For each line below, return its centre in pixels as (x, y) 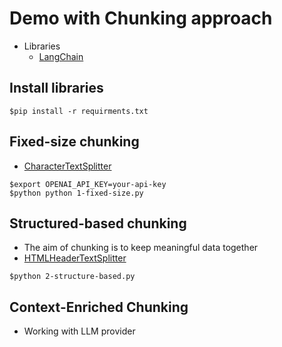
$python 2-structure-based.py (72, 277)
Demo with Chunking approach (141, 18)
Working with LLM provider (79, 331)
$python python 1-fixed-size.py (76, 193)
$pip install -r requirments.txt (79, 111)
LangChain (61, 56)
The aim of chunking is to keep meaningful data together (141, 248)
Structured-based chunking (98, 223)
